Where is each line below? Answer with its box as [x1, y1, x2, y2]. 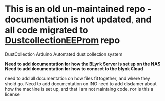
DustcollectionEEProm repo [5, 35, 120, 46]
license [5, 91, 20, 97]
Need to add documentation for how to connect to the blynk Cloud [5, 66, 143, 72]
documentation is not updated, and [5, 14, 152, 25]
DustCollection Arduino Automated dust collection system [5, 51, 123, 57]
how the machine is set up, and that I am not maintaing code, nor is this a [5, 86, 154, 92]
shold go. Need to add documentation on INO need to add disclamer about [5, 80, 157, 87]
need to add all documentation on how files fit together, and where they [5, 75, 150, 81]
